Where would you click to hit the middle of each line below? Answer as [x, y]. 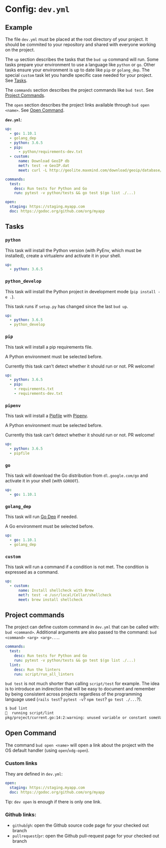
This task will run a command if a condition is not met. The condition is [77, 567]
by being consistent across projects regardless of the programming [74, 694]
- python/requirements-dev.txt [50, 152]
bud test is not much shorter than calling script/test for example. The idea [82, 684]
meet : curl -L [33, 170]
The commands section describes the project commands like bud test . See [80, 90]
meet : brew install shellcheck [50, 600]
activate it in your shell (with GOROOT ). [42, 481]
